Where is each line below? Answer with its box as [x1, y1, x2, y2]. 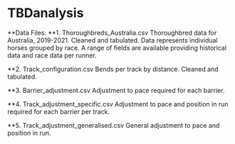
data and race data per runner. [7, 51, 98, 60]
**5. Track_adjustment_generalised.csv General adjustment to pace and [7, 121, 220, 129]
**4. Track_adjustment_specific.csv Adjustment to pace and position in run [7, 99, 229, 108]
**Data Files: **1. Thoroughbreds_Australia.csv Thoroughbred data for [7, 28, 217, 37]
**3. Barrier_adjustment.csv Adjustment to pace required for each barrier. [7, 86, 225, 94]
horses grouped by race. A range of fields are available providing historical [7, 43, 226, 52]
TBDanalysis [7, 5, 84, 21]
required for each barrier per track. [7, 107, 110, 116]
